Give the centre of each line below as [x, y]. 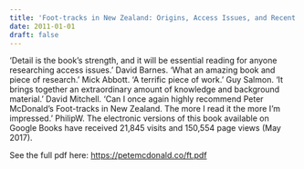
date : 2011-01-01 [42, 26]
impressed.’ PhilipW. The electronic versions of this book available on [139, 118]
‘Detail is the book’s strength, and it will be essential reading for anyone [143, 61]
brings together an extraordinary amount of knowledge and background [145, 89]
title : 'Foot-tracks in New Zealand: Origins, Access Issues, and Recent [153, 18]
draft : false [34, 35]
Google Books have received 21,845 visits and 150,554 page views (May [145, 128]
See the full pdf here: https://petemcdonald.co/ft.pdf [108, 155]
